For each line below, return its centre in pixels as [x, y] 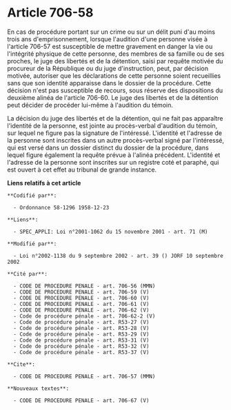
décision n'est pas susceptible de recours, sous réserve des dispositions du [115, 90]
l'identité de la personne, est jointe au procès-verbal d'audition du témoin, [112, 125]
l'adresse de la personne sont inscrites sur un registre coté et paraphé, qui [113, 162]
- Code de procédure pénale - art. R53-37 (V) [81, 352]
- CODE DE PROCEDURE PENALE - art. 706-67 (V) [81, 400]
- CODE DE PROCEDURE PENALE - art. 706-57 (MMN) [84, 376]
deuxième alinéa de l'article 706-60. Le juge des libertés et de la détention [113, 97]
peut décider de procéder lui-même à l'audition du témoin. [90, 105]
